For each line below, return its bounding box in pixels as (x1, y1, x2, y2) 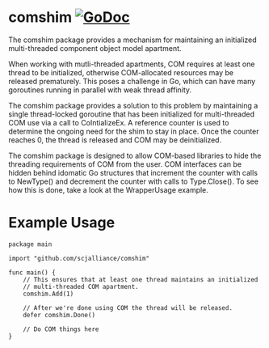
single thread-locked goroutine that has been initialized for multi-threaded (8, 109, 255, 119)
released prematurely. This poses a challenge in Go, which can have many (8, 76, 256, 86)
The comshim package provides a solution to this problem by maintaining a (8, 100, 258, 110)
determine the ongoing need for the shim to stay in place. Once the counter (8, 126, 260, 136)
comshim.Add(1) (23, 290, 74, 298)
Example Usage (8, 214, 116, 232)
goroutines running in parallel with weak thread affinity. (8, 85, 192, 95)
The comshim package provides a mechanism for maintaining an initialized (8, 35, 257, 45)
